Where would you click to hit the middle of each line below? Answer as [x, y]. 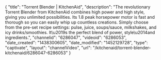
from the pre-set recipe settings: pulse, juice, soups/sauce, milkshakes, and [81, 27]
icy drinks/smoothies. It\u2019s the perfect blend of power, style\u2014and [80, 32]
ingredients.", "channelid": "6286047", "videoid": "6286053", [66, 37]
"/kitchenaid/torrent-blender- [122, 48]
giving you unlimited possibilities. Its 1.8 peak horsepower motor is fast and [80, 17]
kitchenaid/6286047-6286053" [36, 53]
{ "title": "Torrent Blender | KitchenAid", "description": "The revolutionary [78, 7]
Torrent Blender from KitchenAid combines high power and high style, [75, 12]
